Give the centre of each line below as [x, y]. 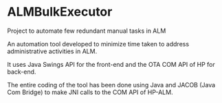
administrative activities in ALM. [52, 51]
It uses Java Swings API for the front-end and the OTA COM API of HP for [111, 64]
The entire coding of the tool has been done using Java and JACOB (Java [111, 85]
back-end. [22, 72]
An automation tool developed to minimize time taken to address [98, 44]
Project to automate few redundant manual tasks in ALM [87, 31]
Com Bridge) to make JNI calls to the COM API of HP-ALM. [90, 92]
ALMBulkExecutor [60, 12]
